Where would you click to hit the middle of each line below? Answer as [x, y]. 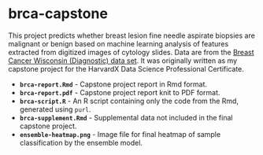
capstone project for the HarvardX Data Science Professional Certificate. [126, 68]
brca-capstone [58, 14]
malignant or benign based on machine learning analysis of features [119, 43]
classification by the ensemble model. [81, 142]
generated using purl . [55, 109]
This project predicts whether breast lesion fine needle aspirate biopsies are [132, 35]
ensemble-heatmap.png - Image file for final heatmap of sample [120, 134]
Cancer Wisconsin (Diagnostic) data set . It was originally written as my [123, 61]
